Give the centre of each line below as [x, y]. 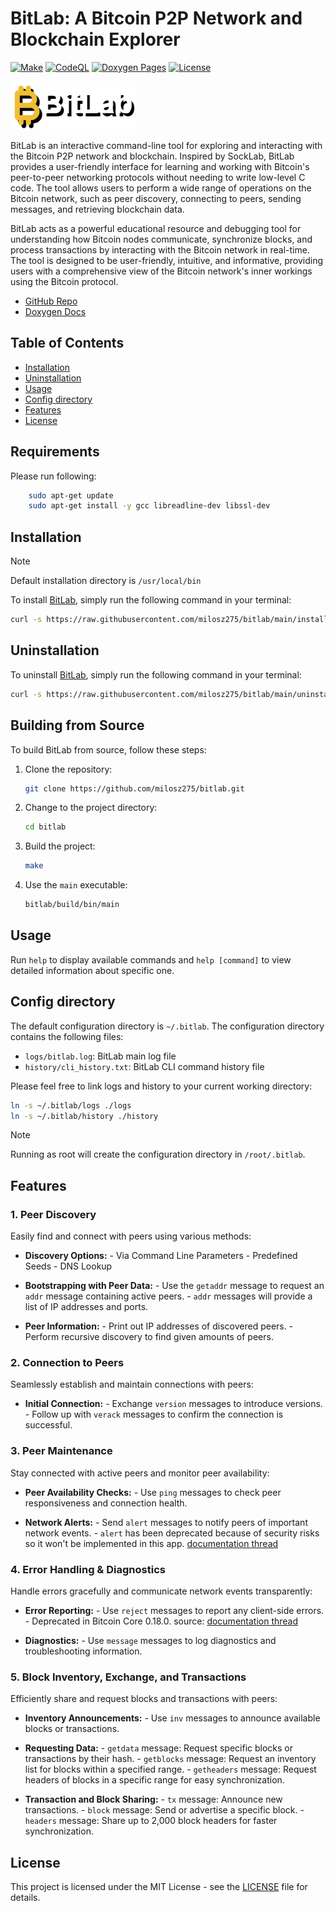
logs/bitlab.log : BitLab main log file [100, 1056]
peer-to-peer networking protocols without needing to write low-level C [158, 177]
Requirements [55, 452]
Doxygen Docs [55, 311]
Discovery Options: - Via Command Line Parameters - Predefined [161, 1256]
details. [25, 1898]
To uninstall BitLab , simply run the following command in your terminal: [156, 674]
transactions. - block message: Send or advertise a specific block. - [164, 1810]
